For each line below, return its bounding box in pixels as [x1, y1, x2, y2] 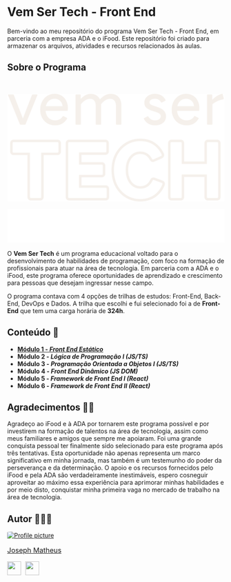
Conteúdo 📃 [7, 327, 59, 339]
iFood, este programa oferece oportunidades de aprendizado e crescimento [7, 271, 223, 279]
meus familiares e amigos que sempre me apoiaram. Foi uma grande [7, 434, 202, 443]
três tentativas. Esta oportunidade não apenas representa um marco [7, 449, 201, 457]
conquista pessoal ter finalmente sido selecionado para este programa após [7, 442, 223, 450]
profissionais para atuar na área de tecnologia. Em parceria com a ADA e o [7, 263, 219, 272]
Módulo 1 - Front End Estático [17, 345, 103, 353]
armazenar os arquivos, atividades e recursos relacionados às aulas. [7, 41, 202, 50]
